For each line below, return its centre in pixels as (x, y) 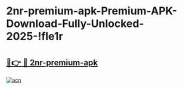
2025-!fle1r (35, 36)
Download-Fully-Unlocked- (75, 24)
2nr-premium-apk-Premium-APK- (92, 11)
